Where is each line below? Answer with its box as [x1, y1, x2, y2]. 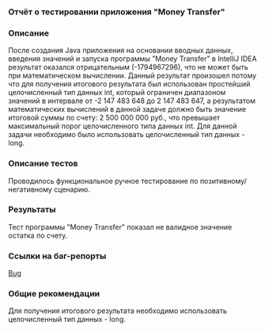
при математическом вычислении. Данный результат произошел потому [8, 71, 257, 81]
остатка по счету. [8, 231, 68, 240]
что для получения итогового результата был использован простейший [8, 79, 251, 89]
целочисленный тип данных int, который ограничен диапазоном [8, 88, 226, 97]
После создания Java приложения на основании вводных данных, [8, 46, 233, 55]
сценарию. [54, 185, 91, 194]
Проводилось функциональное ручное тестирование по [8, 176, 199, 185]
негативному [8, 185, 53, 194]
